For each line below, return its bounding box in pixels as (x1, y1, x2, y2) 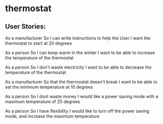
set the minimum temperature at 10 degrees (5, 84, 93, 90)
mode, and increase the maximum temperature (5, 113, 100, 119)
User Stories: (5, 22, 46, 31)
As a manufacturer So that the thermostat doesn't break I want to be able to (5, 79, 158, 85)
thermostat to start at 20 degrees (5, 40, 72, 46)
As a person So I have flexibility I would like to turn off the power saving (5, 108, 149, 114)
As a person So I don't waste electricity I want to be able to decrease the (5, 64, 152, 70)
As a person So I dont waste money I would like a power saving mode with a (5, 93, 159, 99)
